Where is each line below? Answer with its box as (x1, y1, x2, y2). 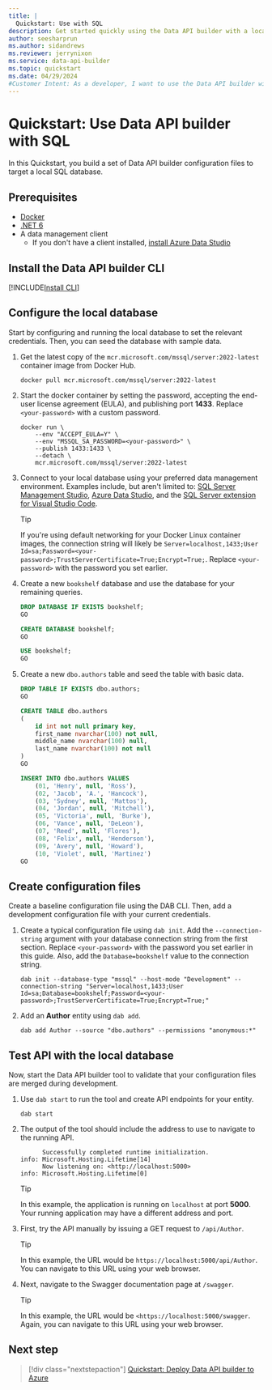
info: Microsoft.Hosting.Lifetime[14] (19, 1155, 151, 1163)
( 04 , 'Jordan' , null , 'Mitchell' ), (35, 805, 155, 813)
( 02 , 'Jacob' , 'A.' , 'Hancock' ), (35, 789, 148, 797)
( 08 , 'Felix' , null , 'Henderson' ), (35, 835, 155, 843)
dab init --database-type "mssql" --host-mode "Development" (19, 976, 232, 984)
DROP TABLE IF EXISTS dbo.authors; (19, 685, 141, 693)
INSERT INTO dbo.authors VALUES (19, 774, 130, 782)
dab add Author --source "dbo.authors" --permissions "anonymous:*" (19, 1027, 257, 1035)
